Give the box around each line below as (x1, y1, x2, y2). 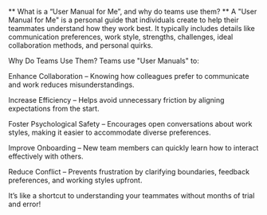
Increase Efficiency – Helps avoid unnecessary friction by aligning (8, 96, 225, 104)
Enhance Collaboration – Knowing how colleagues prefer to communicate (8, 72, 249, 80)
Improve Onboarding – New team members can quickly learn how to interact (8, 143, 259, 152)
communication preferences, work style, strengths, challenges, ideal (8, 32, 234, 41)
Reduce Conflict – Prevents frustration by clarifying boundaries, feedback (8, 167, 249, 176)
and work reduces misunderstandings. (8, 80, 135, 89)
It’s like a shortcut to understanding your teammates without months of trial (8, 191, 255, 200)
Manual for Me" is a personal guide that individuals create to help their (8, 15, 239, 25)
